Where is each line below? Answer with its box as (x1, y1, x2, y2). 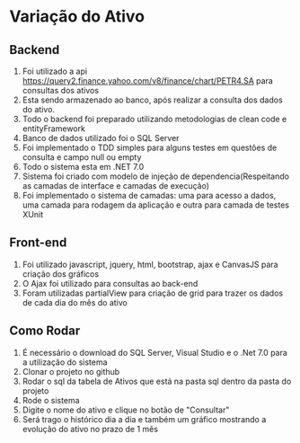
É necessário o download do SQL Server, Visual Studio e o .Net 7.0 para (22, 347, 287, 358)
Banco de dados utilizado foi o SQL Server (22, 133, 180, 143)
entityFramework (22, 123, 85, 134)
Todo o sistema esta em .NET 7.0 (22, 162, 145, 172)
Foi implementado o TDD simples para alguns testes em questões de (22, 142, 278, 153)
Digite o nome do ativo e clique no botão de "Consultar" (22, 404, 230, 415)
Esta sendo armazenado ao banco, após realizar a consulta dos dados (22, 94, 283, 105)
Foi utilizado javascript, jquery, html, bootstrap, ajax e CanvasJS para (22, 259, 278, 270)
